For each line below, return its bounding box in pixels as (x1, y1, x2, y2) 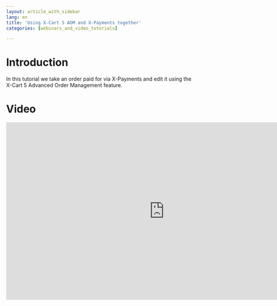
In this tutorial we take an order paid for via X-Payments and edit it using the (6, 75, 192, 83)
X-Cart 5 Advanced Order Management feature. (6, 82, 123, 89)
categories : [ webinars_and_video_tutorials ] (6, 25, 118, 31)
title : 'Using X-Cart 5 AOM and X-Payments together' (6, 20, 142, 25)
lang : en (6, 14, 28, 20)
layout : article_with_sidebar (6, 8, 81, 15)
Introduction (6, 56, 69, 69)
